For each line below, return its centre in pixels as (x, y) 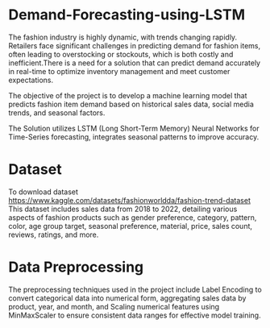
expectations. (31, 80)
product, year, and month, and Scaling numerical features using (114, 306)
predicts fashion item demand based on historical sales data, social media (131, 104)
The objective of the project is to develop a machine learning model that (128, 95)
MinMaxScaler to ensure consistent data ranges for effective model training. (135, 315)
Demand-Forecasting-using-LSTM (127, 15)
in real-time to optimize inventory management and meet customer (119, 71)
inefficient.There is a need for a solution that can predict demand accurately (134, 63)
